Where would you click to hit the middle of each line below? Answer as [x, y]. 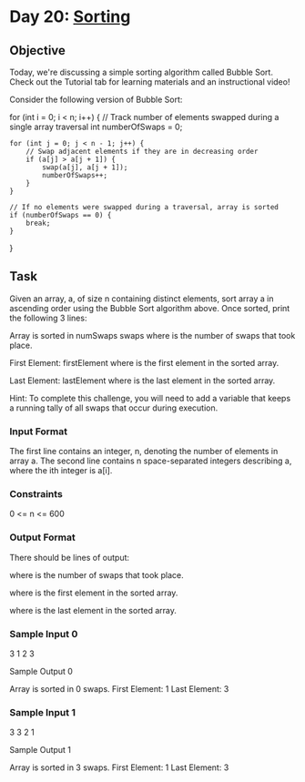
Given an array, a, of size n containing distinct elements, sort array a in [142, 299]
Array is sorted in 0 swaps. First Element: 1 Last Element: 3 [119, 689]
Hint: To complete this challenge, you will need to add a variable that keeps [150, 398]
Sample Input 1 [42, 712]
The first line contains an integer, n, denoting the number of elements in [144, 452]
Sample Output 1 [40, 750]
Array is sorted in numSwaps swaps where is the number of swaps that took [152, 335]
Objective [38, 51]
